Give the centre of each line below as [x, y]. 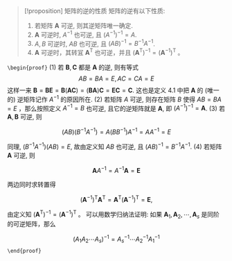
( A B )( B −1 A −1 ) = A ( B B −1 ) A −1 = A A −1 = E [116, 131]
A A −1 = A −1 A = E [116, 169]
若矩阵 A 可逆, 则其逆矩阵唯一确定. [83, 26]
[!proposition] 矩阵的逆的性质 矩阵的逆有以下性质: [95, 11]
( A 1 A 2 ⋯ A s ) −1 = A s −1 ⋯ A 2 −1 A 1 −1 [116, 239]
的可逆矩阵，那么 [32, 224]
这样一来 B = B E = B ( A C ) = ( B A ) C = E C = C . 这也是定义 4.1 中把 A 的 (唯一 [113, 90]
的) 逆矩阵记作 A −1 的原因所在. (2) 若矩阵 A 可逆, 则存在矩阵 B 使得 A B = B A [114, 99]
